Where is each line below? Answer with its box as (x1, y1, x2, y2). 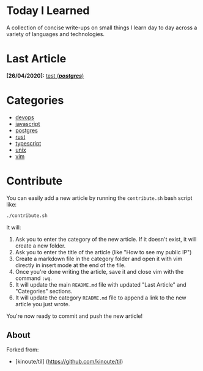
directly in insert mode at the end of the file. (15, 261, 126, 269)
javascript (15, 120, 40, 127)
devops (15, 114, 35, 121)
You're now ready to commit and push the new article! (6, 312, 143, 320)
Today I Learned (6, 4, 90, 18)
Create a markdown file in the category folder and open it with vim (15, 255, 182, 262)
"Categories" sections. (15, 287, 73, 295)
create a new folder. (15, 242, 66, 249)
